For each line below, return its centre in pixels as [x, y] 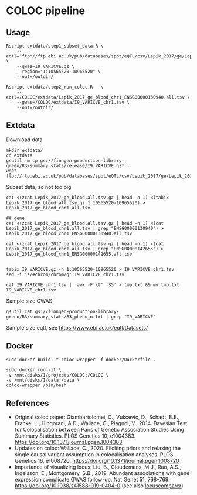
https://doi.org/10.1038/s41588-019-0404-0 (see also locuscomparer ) [99, 486]
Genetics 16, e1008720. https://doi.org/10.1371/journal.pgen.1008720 [97, 461]
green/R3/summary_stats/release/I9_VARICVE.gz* [65, 165]
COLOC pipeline [46, 11]
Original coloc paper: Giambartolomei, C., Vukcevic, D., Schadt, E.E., [97, 417]
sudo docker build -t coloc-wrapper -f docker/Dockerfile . [81, 360]
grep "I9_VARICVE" [134, 317]
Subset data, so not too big [39, 187]
